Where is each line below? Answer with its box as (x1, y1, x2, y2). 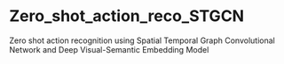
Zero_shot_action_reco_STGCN (9, 6, 245, 26)
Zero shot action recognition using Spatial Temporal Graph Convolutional (9, 35, 275, 46)
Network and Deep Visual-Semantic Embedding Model (9, 44, 209, 54)
